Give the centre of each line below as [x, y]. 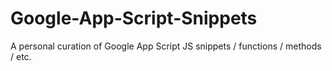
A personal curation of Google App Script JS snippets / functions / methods [166, 46]
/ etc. [21, 56]
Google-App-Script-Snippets [134, 18]
